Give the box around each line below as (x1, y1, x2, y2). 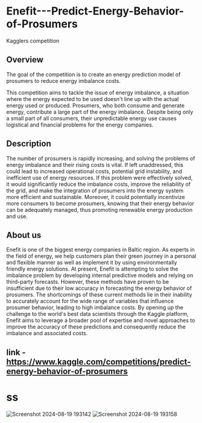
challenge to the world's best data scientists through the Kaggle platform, (6, 310, 189, 318)
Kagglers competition (6, 37, 60, 44)
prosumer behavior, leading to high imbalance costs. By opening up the (6, 304, 184, 311)
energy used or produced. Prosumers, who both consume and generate (6, 102, 185, 109)
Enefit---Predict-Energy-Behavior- (6, 4, 185, 18)
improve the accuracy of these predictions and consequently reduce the (6, 323, 186, 330)
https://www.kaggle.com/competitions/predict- (6, 356, 191, 367)
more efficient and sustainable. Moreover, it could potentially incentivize (6, 193, 185, 200)
